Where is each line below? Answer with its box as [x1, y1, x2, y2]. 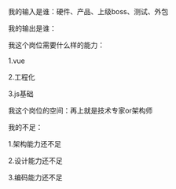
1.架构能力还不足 [8, 139, 61, 148]
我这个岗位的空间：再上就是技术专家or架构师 [8, 106, 153, 115]
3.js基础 [8, 89, 34, 98]
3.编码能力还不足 [8, 172, 63, 182]
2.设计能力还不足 [8, 156, 63, 165]
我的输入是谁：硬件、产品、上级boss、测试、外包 [8, 7, 169, 16]
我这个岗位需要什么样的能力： [8, 40, 104, 50]
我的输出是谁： [8, 24, 57, 33]
